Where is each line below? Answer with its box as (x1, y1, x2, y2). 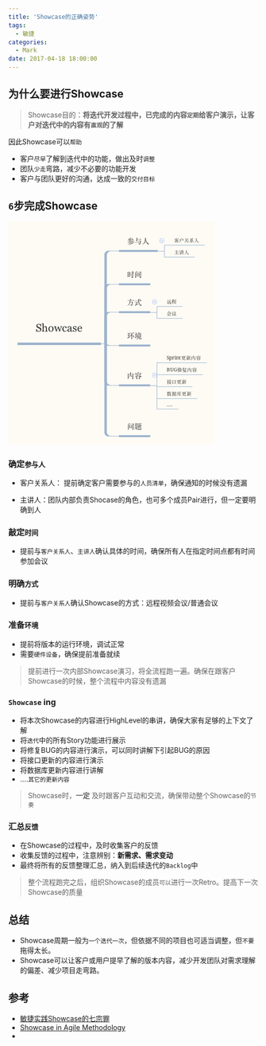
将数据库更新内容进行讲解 (19, 766, 104, 775)
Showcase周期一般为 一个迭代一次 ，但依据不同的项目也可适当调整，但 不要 (19, 936, 255, 946)
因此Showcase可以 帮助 (8, 136, 82, 147)
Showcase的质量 (27, 887, 83, 897)
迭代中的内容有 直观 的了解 (41, 119, 124, 129)
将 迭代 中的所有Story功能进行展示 (19, 735, 126, 745)
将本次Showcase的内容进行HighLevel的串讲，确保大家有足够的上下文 (19, 715, 247, 725)
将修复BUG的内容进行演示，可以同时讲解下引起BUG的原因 (19, 746, 210, 755)
